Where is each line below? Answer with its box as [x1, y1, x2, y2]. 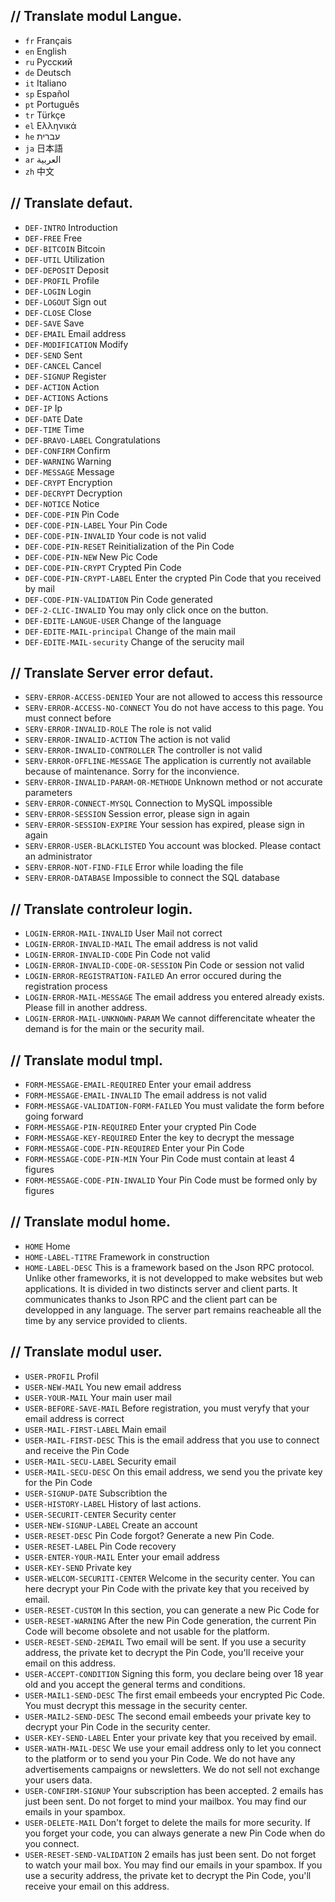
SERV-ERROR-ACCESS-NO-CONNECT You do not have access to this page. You [24, 702, 324, 714]
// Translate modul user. [10, 1344, 163, 1361]
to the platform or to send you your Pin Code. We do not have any [24, 1752, 296, 1764]
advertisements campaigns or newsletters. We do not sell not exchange [24, 1763, 320, 1775]
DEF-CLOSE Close [24, 306, 92, 318]
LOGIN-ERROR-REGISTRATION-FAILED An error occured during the [24, 970, 282, 982]
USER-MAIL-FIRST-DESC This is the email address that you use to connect [24, 1434, 320, 1446]
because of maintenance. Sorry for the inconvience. [24, 765, 240, 778]
